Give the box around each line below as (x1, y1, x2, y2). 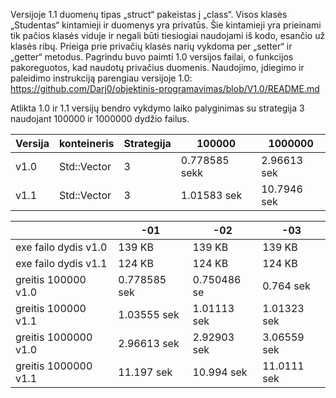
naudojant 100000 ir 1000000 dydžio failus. (10, 113, 190, 124)
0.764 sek (262, 279, 311, 293)
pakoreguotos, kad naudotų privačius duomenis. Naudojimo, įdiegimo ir (10, 62, 305, 73)
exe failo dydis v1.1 (15, 257, 108, 270)
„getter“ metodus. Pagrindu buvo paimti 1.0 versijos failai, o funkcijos (10, 51, 294, 63)
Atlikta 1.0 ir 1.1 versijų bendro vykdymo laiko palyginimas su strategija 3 (10, 102, 305, 114)
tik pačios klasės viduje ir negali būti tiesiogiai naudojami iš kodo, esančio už (10, 30, 326, 41)
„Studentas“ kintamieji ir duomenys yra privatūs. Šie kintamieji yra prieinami (10, 19, 322, 31)
